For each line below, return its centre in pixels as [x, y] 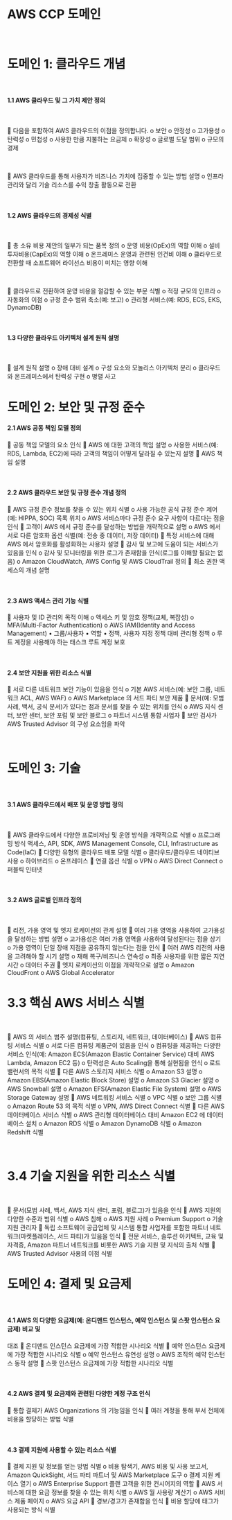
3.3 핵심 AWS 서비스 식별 [76, 1003]
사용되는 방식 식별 [31, 1510]
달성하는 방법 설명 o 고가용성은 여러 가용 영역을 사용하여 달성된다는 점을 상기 [118, 939]
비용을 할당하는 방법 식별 [41, 1419]
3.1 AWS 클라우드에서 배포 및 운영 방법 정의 [65, 804]
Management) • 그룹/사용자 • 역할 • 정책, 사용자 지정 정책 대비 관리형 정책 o [111, 633]
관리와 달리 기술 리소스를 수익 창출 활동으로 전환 [72, 185]
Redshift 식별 [25, 1132]
